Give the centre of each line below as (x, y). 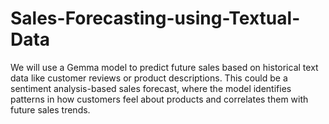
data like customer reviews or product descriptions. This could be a (149, 78)
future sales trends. (50, 109)
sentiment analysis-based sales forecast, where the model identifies (151, 88)
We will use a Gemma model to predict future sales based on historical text (164, 67)
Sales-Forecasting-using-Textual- (155, 18)
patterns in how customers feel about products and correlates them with (159, 99)
